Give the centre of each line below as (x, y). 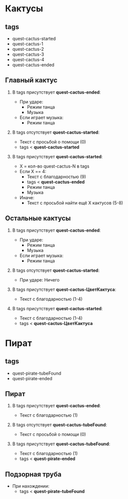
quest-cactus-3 (28, 54)
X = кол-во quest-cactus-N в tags (54, 166)
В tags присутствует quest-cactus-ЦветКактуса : (64, 289)
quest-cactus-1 (28, 44)
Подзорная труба (33, 474)
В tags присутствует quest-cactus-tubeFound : (61, 444)
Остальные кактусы (38, 218)
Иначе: (27, 197)
